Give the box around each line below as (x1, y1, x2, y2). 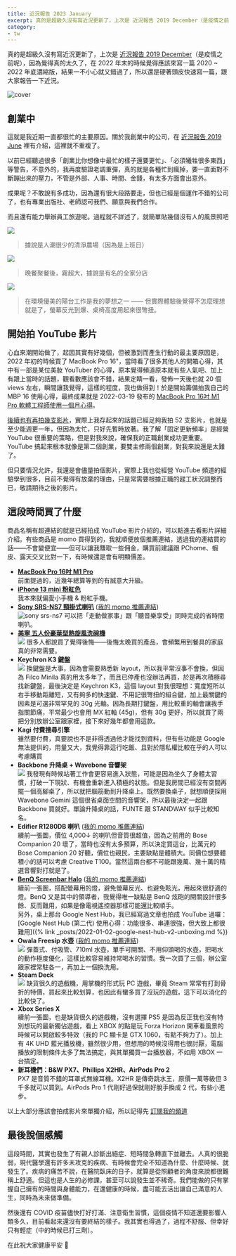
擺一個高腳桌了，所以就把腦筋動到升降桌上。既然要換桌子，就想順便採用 (17, 786, 227, 795)
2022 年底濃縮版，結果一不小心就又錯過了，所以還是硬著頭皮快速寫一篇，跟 (7, 67, 228, 76)
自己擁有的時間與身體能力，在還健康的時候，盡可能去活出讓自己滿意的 (13, 1184, 216, 1193)
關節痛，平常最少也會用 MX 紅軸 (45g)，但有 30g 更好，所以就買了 (23, 708, 218, 716)
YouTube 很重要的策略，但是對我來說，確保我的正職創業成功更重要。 (7, 433, 207, 441)
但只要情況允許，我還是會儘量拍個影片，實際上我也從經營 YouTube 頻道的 (7, 465, 221, 474)
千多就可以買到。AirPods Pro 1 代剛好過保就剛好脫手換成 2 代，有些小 (17, 1083, 219, 1092)
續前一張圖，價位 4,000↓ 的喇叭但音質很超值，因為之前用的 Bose (17, 831, 208, 839)
